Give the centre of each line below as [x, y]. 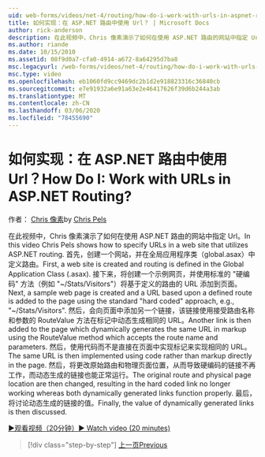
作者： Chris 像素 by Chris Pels [58, 219]
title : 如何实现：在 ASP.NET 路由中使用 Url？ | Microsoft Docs [109, 23]
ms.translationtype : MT [47, 96]
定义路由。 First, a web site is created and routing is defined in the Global [126, 264]
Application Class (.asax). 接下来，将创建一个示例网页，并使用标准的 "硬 [125, 273]
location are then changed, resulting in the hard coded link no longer [119, 384]
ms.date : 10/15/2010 [42, 52]
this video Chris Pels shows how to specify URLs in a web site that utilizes [128, 244]
